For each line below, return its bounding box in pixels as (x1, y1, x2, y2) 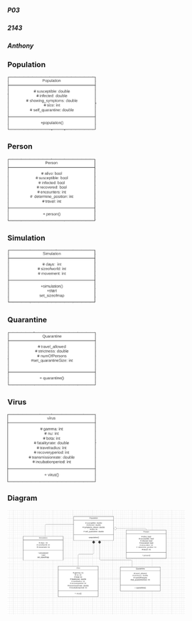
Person (7, 142, 33, 152)
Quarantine (7, 315, 48, 325)
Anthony (7, 41, 34, 50)
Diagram (7, 493, 38, 503)
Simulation (7, 233, 46, 243)
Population (7, 59, 46, 69)
